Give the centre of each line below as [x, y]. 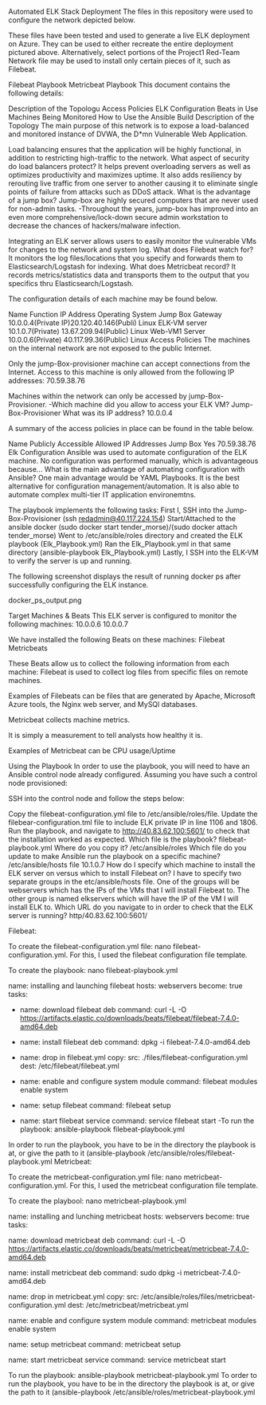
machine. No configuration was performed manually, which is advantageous [133, 461]
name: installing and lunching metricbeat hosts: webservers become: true [129, 1216]
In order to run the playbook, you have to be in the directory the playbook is [132, 1144]
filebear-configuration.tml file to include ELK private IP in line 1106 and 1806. [133, 822]
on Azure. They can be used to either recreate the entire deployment [121, 44]
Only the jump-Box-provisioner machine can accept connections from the [129, 363]
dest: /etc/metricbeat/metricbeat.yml [128, 1305]
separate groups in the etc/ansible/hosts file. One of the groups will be [124, 881]
